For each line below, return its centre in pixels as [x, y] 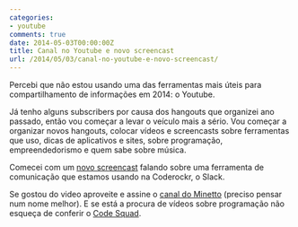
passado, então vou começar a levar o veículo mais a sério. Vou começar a [148, 121]
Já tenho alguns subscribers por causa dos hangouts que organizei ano [142, 112]
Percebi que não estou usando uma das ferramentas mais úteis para [136, 85]
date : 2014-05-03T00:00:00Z [62, 43]
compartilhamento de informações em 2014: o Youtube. [112, 94]
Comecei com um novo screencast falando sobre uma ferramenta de [137, 167]
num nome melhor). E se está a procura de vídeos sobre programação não [147, 204]
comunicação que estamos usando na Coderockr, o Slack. [117, 177]
